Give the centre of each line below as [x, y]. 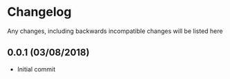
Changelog [39, 12]
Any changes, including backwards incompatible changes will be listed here [115, 31]
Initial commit [36, 69]
